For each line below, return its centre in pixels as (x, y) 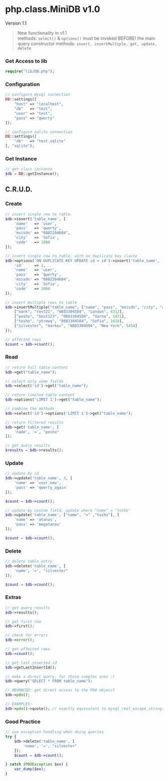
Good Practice (23, 721)
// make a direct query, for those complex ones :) (60, 676)
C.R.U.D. (19, 189)
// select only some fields (34, 381)
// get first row (23, 622)
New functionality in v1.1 (42, 33)
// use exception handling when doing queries (54, 732)
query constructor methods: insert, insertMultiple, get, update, (87, 43)
